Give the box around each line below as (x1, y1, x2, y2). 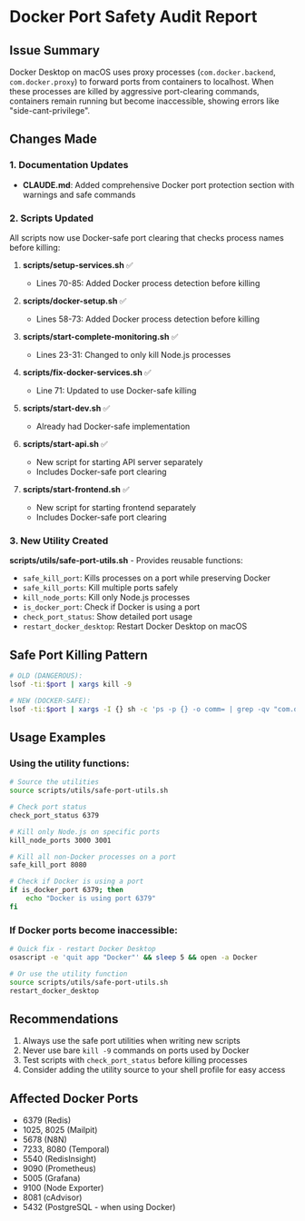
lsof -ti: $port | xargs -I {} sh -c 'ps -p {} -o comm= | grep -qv (9, 704, 271, 714)
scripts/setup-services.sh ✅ (22, 259, 133, 270)
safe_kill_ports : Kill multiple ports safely (22, 582, 179, 593)
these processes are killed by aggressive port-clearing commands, (9, 86, 261, 96)
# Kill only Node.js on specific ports (9, 827, 161, 837)
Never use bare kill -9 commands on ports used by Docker (22, 1045, 250, 1056)
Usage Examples (9, 730, 106, 745)
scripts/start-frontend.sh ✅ (22, 483, 130, 494)
